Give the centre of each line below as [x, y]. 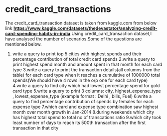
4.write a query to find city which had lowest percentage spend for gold [86, 85]
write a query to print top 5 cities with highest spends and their [77, 54]
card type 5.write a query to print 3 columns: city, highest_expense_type [86, 91]
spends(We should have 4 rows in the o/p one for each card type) [80, 80]
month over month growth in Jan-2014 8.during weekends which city [83, 112]
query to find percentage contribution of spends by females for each [83, 101]
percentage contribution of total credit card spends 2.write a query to [84, 59]
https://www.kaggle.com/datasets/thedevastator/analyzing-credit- [85, 28]
